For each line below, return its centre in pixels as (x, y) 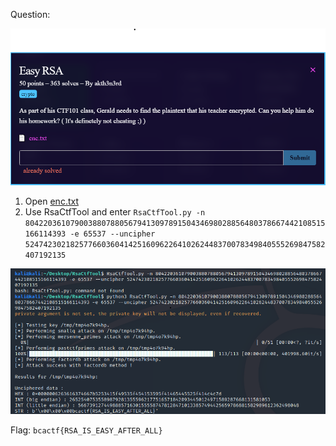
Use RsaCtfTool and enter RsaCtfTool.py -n (115, 211)
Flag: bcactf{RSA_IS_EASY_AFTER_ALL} (86, 430)
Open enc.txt (51, 201)
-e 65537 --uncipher (112, 234)
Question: (30, 14)
